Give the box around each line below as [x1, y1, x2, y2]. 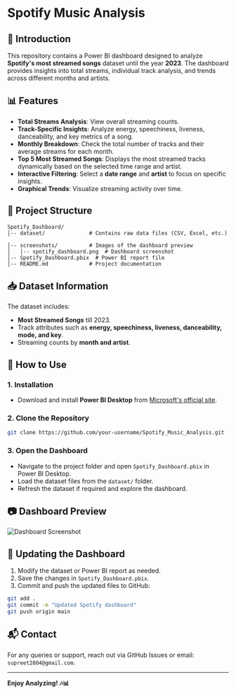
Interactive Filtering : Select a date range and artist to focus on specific [17, 169, 226, 178]
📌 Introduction [7, 33, 72, 45]
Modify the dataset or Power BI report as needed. [17, 567, 162, 575]
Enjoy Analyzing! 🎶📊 [7, 679, 70, 687]
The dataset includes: [7, 302, 70, 310]
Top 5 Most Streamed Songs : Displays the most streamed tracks [17, 155, 206, 163]
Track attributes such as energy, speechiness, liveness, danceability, [17, 323, 223, 332]
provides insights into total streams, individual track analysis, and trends [7, 67, 216, 74]
